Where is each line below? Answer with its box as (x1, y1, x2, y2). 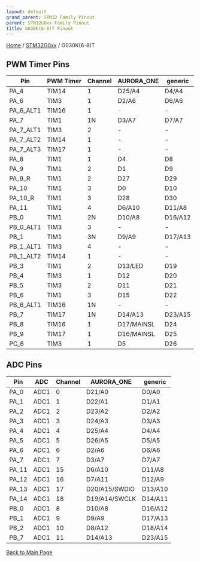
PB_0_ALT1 (9, 223, 41, 231)
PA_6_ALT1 (9, 106, 41, 115)
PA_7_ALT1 (9, 126, 41, 135)
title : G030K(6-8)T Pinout (6, 25, 74, 32)
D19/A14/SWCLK (86, 494, 137, 503)
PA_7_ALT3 (9, 145, 41, 154)
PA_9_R (9, 175, 31, 183)
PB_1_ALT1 (9, 243, 41, 251)
